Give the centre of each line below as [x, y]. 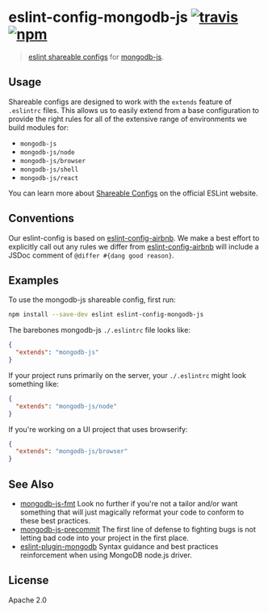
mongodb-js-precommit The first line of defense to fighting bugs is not [138, 529]
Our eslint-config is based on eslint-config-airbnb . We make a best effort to [134, 237]
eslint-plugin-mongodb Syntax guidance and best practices [119, 546]
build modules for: [38, 127]
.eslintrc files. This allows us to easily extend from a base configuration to [134, 110]
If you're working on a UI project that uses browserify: [98, 429]
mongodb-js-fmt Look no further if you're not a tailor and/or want [129, 503]
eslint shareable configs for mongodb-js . [96, 57]
